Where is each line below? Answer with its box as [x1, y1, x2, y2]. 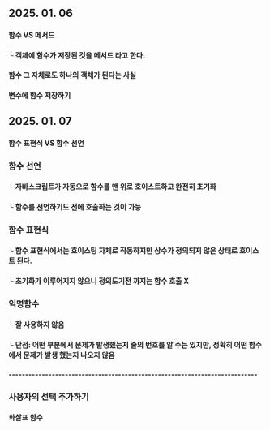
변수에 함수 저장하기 [8, 90, 71, 100]
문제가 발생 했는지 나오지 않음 [23, 350, 115, 360]
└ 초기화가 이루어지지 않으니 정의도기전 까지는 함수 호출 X [8, 276, 189, 286]
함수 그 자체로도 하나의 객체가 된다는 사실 [8, 71, 136, 80]
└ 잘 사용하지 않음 [8, 320, 65, 329]
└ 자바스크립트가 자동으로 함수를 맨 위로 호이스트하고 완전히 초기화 [8, 182, 216, 191]
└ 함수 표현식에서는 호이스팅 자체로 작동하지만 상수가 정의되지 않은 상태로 [8, 246, 238, 256]
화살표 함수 [8, 413, 43, 423]
